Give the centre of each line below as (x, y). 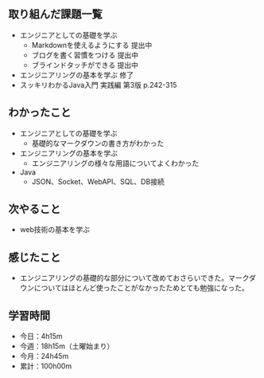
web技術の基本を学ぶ (54, 230)
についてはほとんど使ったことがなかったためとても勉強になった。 (141, 288)
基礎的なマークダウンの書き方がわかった (98, 143)
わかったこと (40, 113)
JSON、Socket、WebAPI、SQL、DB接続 (98, 181)
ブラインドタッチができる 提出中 (85, 65)
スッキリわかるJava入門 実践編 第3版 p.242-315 (98, 85)
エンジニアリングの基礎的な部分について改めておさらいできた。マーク (134, 278)
